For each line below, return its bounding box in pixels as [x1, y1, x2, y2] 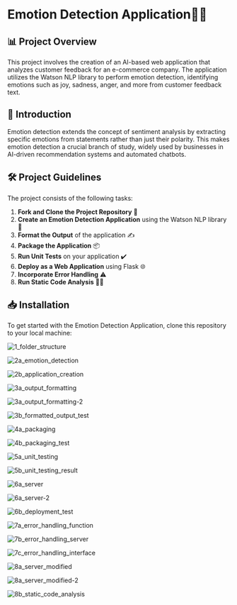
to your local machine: [7, 329, 72, 338]
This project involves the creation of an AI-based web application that [7, 58, 211, 66]
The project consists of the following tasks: [7, 194, 133, 202]
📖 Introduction [7, 109, 72, 121]
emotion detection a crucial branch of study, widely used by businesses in [7, 142, 224, 151]
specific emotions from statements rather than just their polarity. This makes [7, 135, 230, 143]
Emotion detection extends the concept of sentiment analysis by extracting [7, 127, 226, 135]
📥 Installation [7, 299, 70, 311]
